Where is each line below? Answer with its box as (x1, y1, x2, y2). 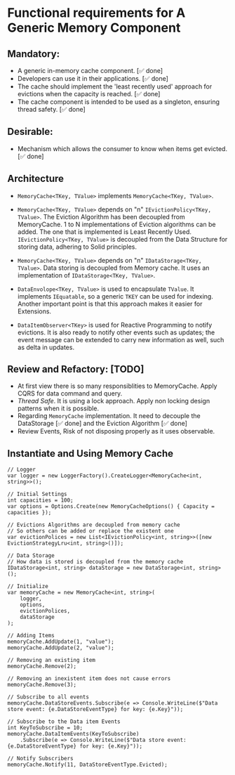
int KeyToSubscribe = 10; (7, 724, 83, 731)
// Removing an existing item (7, 657, 96, 664)
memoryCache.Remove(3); (7, 682, 77, 689)
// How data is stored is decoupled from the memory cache (7, 559, 184, 566)
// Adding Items (7, 632, 55, 639)
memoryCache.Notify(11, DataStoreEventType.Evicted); (7, 761, 168, 769)
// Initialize (7, 583, 49, 590)
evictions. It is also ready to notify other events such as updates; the (17, 328, 215, 337)
